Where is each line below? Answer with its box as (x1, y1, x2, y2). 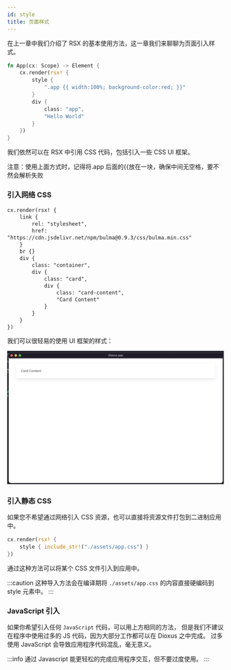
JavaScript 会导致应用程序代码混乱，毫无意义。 (20, 640, 156, 649)
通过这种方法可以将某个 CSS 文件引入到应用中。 (7, 564, 144, 572)
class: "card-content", (56, 290, 125, 296)
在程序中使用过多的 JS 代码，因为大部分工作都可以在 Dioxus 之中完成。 (7, 631, 210, 640)
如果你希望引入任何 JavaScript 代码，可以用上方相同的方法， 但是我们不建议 (7, 623, 224, 631)
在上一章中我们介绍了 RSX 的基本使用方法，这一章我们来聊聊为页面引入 (7, 39, 210, 47)
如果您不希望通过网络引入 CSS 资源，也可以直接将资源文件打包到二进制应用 (7, 513, 222, 521)
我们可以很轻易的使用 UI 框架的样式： (7, 337, 113, 345)
